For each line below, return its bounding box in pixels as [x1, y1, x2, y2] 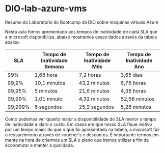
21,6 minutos [79, 87, 110, 94]
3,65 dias [120, 71, 143, 78]
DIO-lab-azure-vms [5, 3, 87, 14]
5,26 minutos [120, 103, 151, 110]
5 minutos [34, 87, 58, 94]
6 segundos [34, 103, 62, 110]
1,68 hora [34, 71, 57, 78]
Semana [44, 63, 64, 70]
